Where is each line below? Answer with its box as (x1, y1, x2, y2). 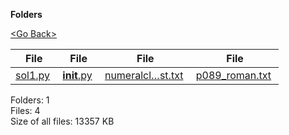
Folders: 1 (10, 94, 50, 106)
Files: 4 (10, 105, 41, 116)
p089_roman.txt (195, 69, 272, 82)
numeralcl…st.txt (104, 69, 184, 82)
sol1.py (15, 69, 51, 82)
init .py (62, 69, 93, 82)
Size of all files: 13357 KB (10, 115, 115, 127)
